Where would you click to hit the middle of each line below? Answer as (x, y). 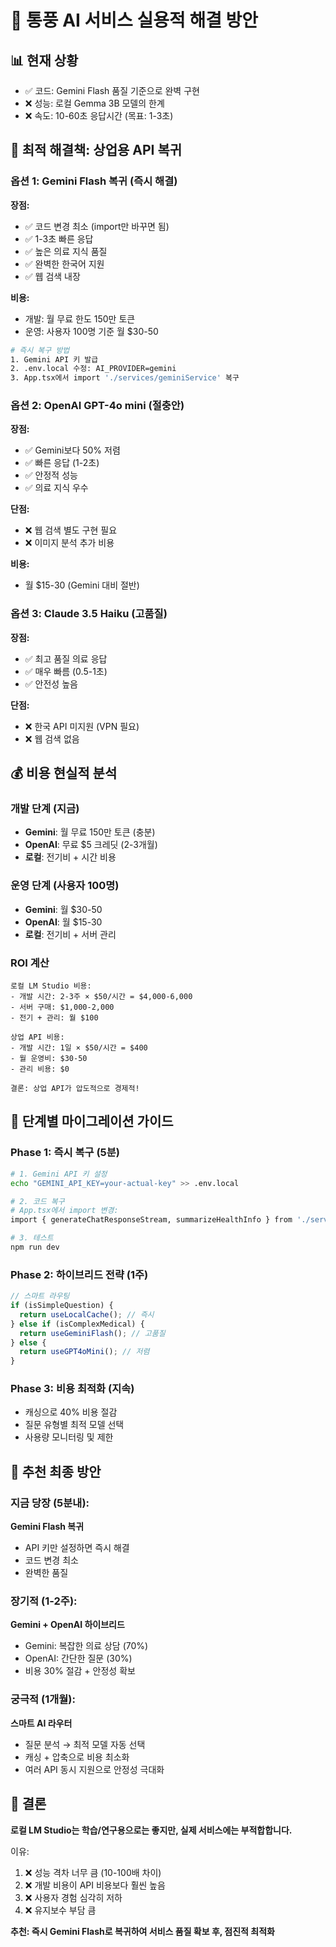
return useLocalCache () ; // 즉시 (87, 1314)
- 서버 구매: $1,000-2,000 (62, 1007)
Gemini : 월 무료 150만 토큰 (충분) (90, 832)
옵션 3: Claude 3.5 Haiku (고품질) (89, 614)
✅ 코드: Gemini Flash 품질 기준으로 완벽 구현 (112, 90)
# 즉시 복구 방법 (40, 350)
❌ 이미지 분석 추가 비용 (69, 543)
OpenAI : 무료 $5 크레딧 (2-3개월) (91, 845)
